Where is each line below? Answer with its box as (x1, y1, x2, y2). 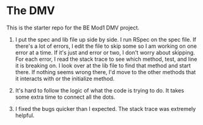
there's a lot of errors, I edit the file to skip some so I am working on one (15, 42, 197, 50)
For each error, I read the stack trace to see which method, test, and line (15, 55, 197, 63)
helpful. (15, 112, 35, 119)
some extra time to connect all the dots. (15, 93, 116, 100)
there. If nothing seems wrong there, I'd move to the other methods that (15, 68, 196, 75)
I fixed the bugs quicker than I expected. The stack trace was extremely (15, 105, 196, 112)
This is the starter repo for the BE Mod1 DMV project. (6, 24, 139, 31)
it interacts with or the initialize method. (15, 75, 115, 82)
